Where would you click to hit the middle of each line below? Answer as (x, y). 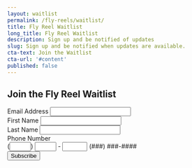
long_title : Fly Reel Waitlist (53, 33)
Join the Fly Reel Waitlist (62, 94)
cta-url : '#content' (37, 59)
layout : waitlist (32, 14)
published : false (32, 66)
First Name (23, 120)
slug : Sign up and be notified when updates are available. (97, 46)
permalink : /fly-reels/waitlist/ (56, 20)
